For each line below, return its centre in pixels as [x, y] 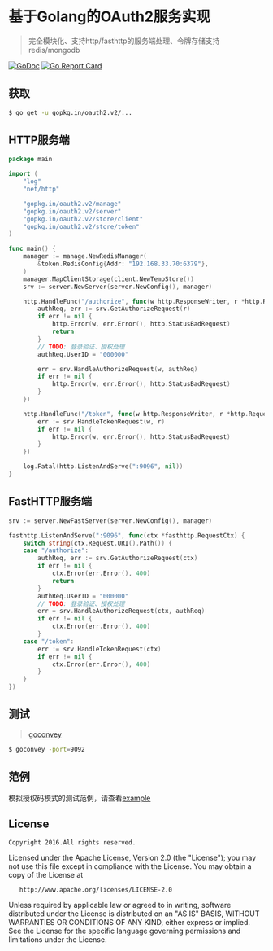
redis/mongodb [54, 50]
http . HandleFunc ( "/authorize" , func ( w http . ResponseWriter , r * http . [143, 301]
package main [30, 160]
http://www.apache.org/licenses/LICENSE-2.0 [96, 890]
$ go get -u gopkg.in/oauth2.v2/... [70, 112]
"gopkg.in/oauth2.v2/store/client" [83, 219]
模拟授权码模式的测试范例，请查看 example [80, 798]
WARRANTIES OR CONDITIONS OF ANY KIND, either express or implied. [129, 923]
